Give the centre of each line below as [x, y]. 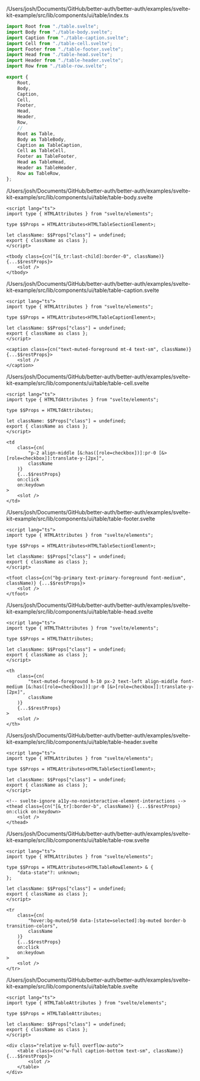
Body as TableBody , [42, 140]
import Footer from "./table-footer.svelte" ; [65, 49]
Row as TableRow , [39, 173]
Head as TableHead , [42, 162]
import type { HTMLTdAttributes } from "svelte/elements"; [83, 399]
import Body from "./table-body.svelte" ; [60, 32]
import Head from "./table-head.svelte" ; [60, 55]
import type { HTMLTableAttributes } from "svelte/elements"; [87, 1003]
